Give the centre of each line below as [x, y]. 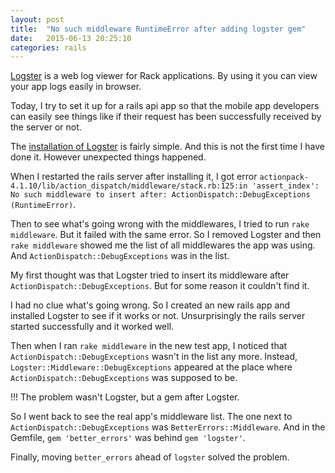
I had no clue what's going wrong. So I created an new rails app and [150, 305]
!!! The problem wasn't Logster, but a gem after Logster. [125, 397]
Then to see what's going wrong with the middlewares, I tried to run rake [160, 224]
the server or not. [46, 127]
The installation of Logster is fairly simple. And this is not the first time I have [168, 147]
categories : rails [48, 47]
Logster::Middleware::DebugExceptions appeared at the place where [151, 367]
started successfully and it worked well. [92, 327]
